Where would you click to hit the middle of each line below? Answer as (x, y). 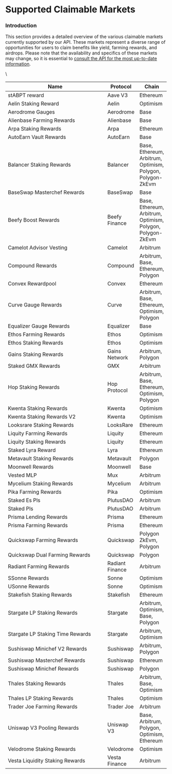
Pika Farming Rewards (35, 492)
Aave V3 (117, 95)
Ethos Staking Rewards (36, 343)
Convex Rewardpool (32, 284)
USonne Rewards (29, 586)
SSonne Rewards (28, 578)
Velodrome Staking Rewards (42, 749)
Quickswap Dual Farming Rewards (49, 555)
